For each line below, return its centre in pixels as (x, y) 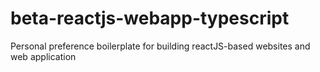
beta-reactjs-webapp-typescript (150, 18)
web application (43, 56)
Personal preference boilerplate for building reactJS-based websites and (160, 46)
